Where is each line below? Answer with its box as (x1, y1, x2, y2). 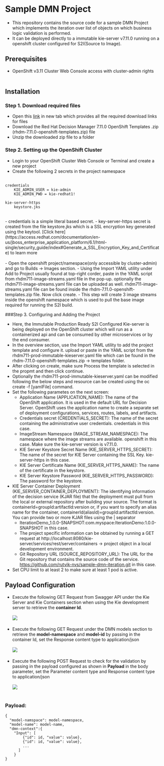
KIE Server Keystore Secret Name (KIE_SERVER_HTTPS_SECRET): (19, 446, 153, 452)
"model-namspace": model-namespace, (9, 717, 84, 723)
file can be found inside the (33, 286, 89, 292)
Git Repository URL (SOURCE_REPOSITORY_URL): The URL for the (19, 551, 153, 557)
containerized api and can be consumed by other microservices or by (12, 331, 153, 337)
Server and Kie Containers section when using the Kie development (12, 599, 149, 605)
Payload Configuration (5, 581, 75, 589)
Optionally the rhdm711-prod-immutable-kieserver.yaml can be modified (12, 373, 158, 379)
